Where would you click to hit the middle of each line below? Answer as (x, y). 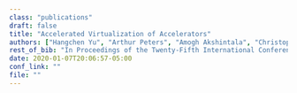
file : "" (25, 75)
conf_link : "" (35, 67)
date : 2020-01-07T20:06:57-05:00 (71, 58)
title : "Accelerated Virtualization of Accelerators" (110, 34)
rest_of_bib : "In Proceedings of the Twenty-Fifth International (132, 50)
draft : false (33, 26)
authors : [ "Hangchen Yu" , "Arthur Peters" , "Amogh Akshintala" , (130, 42)
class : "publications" (51, 17)
